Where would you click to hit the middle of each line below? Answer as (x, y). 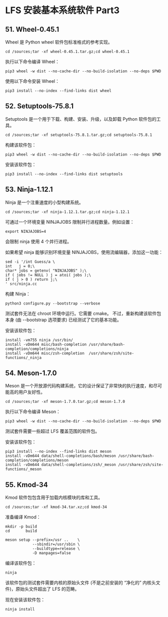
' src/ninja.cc (21, 284)
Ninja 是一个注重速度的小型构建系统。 (44, 202)
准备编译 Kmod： (23, 517)
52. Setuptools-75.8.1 (40, 106)
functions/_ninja (23, 357)
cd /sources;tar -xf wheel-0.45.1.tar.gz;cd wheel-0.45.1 (67, 52)
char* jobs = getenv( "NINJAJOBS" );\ (46, 271)
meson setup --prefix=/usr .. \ (43, 540)
